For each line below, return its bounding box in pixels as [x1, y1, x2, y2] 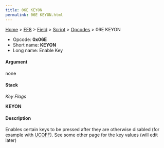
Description [5, 115, 31, 121]
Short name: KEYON [12, 41, 57, 48]
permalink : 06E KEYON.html [5, 12, 63, 17]
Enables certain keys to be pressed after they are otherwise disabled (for [5, 126, 160, 133]
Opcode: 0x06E [12, 36, 47, 43]
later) [5, 137, 17, 143]
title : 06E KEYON [5, 7, 43, 13]
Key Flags [5, 93, 27, 99]
